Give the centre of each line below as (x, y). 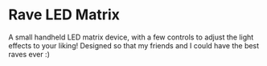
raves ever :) (29, 54)
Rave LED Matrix (64, 15)
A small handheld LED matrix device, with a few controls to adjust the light (131, 37)
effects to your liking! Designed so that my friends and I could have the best (134, 45)
